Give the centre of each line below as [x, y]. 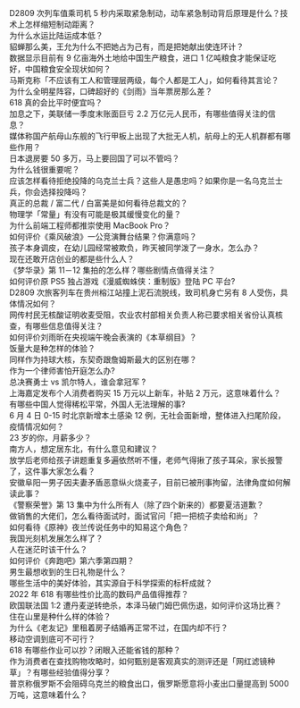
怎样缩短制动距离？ [60, 24]
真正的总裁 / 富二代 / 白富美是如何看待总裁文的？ [99, 203]
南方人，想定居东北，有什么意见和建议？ [83, 449]
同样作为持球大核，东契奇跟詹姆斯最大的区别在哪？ [103, 359]
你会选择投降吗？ [56, 192]
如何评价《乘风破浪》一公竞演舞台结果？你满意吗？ [103, 236]
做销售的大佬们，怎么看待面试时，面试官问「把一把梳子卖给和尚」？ [134, 516]
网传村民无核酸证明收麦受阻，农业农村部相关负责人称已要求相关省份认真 [142, 315]
